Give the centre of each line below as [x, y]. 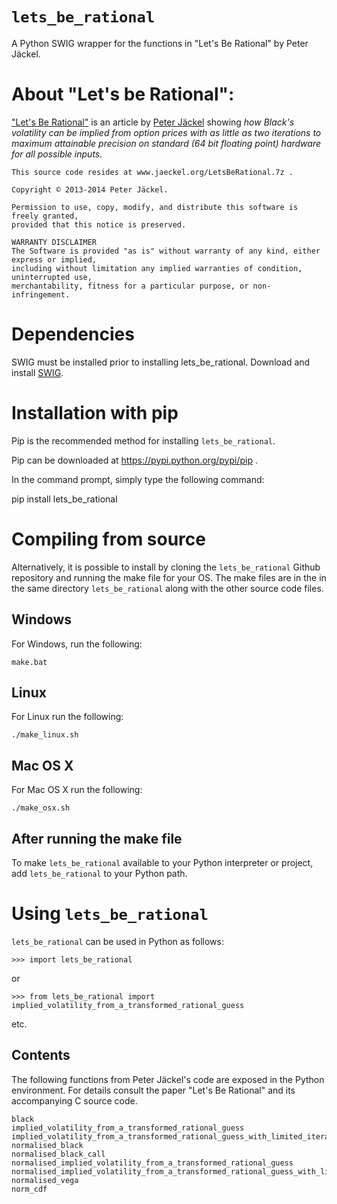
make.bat [29, 662]
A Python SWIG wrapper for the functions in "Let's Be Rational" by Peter [160, 43]
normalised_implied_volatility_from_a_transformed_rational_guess [152, 1163]
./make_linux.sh [45, 735]
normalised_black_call [58, 1154]
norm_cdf [29, 1189]
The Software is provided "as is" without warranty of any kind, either [166, 251]
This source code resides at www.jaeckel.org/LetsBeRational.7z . [152, 172]
